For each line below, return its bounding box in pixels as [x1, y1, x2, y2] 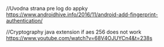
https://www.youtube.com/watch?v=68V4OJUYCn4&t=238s [6, 35, 153, 41]
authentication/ [6, 17, 43, 24]
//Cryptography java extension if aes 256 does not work [6, 28, 142, 35]
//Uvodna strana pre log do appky [6, 5, 88, 12]
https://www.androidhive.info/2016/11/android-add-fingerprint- [6, 11, 159, 18]
